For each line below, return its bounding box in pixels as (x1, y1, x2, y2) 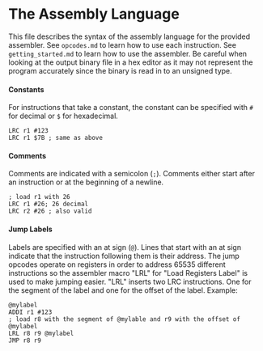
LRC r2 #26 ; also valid (8, 207, 92, 215)
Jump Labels (8, 224, 53, 234)
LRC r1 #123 (8, 127, 49, 135)
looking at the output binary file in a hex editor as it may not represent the (8, 57, 253, 67)
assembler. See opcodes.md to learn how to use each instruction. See (8, 40, 237, 49)
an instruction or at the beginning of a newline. (8, 177, 164, 187)
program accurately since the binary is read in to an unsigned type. (8, 66, 232, 75)
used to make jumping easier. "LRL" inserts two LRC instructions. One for (8, 277, 252, 286)
